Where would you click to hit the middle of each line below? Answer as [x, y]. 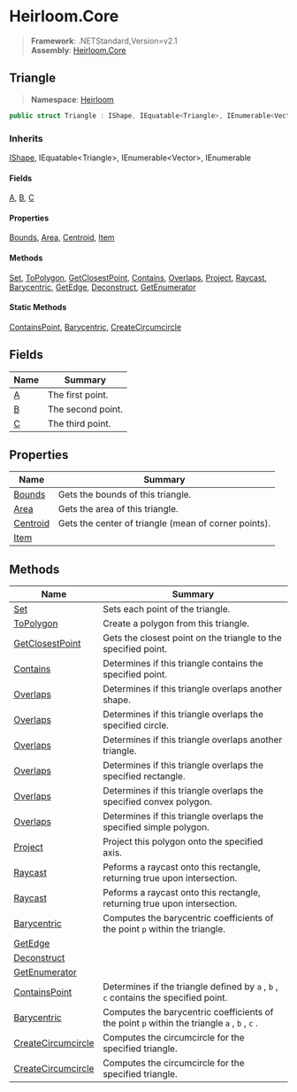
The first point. [78, 394]
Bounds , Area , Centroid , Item [62, 237]
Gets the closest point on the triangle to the [193, 638]
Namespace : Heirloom [72, 99]
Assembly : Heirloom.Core [78, 50]
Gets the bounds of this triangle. [125, 495]
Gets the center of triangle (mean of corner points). [164, 523]
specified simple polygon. [156, 827]
